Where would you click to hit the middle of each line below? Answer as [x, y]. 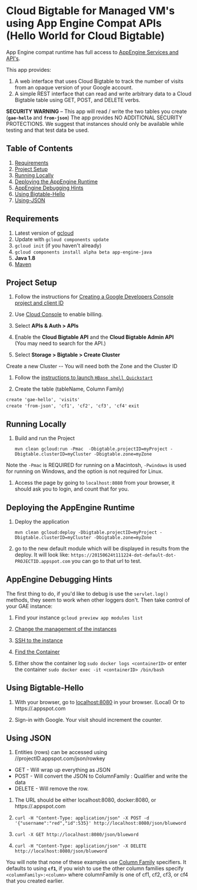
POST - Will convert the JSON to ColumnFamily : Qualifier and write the [101, 776]
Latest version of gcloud [44, 233]
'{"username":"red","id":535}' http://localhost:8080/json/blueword [100, 824]
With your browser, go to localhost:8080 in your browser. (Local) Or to [100, 702]
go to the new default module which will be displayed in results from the [102, 549]
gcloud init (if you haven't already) [58, 245]
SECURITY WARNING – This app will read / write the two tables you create [96, 111]
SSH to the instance [39, 640]
